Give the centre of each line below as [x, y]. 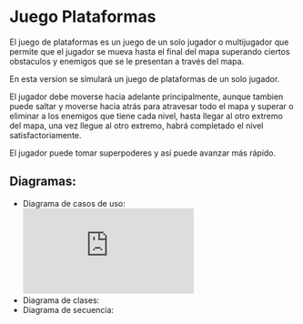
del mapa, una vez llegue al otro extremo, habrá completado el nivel [136, 126]
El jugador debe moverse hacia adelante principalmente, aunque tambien [146, 96]
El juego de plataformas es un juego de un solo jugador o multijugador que [149, 42]
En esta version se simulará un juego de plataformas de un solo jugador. [145, 78]
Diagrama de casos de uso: [74, 203]
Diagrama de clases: [61, 300]
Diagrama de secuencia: [68, 309]
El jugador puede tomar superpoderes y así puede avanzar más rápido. [143, 153]
